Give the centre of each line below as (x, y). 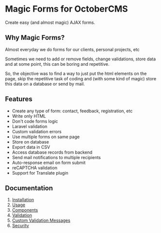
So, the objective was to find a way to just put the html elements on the (76, 73)
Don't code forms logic (35, 121)
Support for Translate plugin (40, 173)
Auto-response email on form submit (49, 162)
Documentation (29, 188)
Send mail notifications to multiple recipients (56, 157)
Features (19, 99)
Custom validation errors (37, 131)
